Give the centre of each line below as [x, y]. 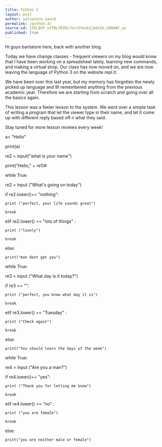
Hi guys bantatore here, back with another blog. [54, 47]
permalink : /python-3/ [28, 24]
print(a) [13, 146]
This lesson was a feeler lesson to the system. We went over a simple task [81, 107]
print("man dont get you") [33, 257]
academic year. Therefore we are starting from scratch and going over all [79, 92]
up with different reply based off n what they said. [56, 118]
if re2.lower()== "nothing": [32, 194]
